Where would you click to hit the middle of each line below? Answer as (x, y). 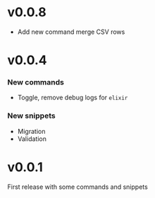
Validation (32, 139)
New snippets (31, 116)
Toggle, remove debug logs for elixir (73, 98)
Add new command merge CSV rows (71, 32)
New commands (36, 82)
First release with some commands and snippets (77, 187)
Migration (31, 131)
